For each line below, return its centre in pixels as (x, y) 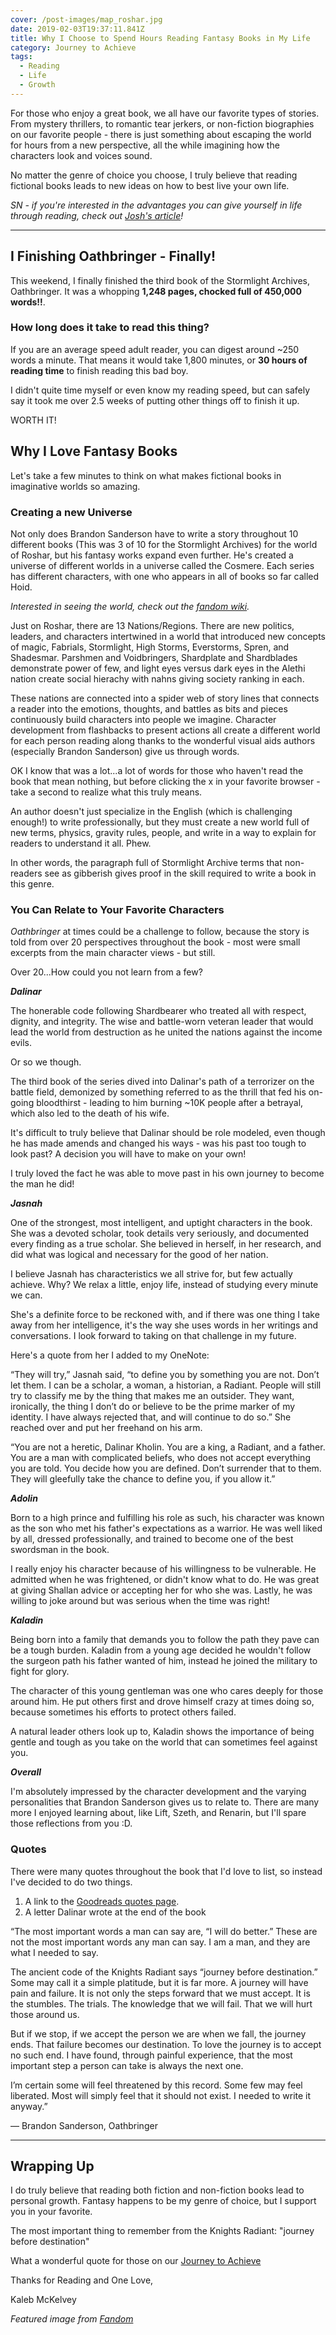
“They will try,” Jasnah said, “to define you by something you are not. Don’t (165, 1375)
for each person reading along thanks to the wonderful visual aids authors (163, 740)
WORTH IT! (33, 420)
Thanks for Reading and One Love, (82, 2280)
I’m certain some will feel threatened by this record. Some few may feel (156, 2085)
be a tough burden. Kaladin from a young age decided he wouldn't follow (161, 1650)
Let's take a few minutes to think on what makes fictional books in (146, 475)
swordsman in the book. (60, 1550)
